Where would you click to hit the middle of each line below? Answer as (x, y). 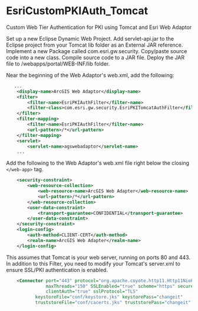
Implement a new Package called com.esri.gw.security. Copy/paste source (97, 51)
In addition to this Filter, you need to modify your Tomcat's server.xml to (93, 263)
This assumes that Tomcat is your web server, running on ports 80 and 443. (98, 257)
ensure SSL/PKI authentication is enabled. (57, 270)
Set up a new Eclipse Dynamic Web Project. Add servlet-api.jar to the (90, 38)
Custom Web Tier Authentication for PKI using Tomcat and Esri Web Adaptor (99, 27)
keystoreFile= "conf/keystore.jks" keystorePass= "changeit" (109, 297)
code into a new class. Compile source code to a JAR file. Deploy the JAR (95, 57)
